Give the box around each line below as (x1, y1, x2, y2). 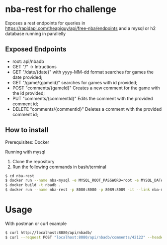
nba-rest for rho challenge (5, 3, 117, 15)
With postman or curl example (5, 221, 67, 227)
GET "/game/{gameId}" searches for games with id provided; (12, 79, 138, 85)
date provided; (12, 74, 43, 80)
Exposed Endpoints (5, 45, 67, 53)
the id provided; (12, 90, 45, 96)
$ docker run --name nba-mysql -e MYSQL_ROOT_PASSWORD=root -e (5, 178, 139, 183)
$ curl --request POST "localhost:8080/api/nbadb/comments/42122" (5, 235, 146, 240)
